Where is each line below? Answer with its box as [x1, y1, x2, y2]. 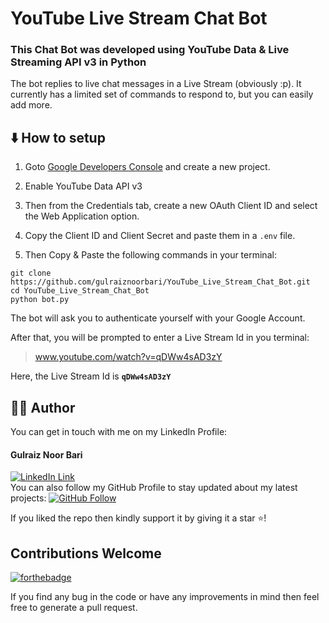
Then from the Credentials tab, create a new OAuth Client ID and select [24, 200, 318, 212]
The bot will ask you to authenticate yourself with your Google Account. [10, 312, 306, 324]
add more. [10, 99, 53, 111]
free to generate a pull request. [10, 602, 138, 614]
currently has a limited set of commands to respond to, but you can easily [10, 88, 314, 101]
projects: [10, 492, 47, 504]
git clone [10, 268, 52, 279]
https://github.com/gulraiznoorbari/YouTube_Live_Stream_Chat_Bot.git [10, 277, 311, 287]
